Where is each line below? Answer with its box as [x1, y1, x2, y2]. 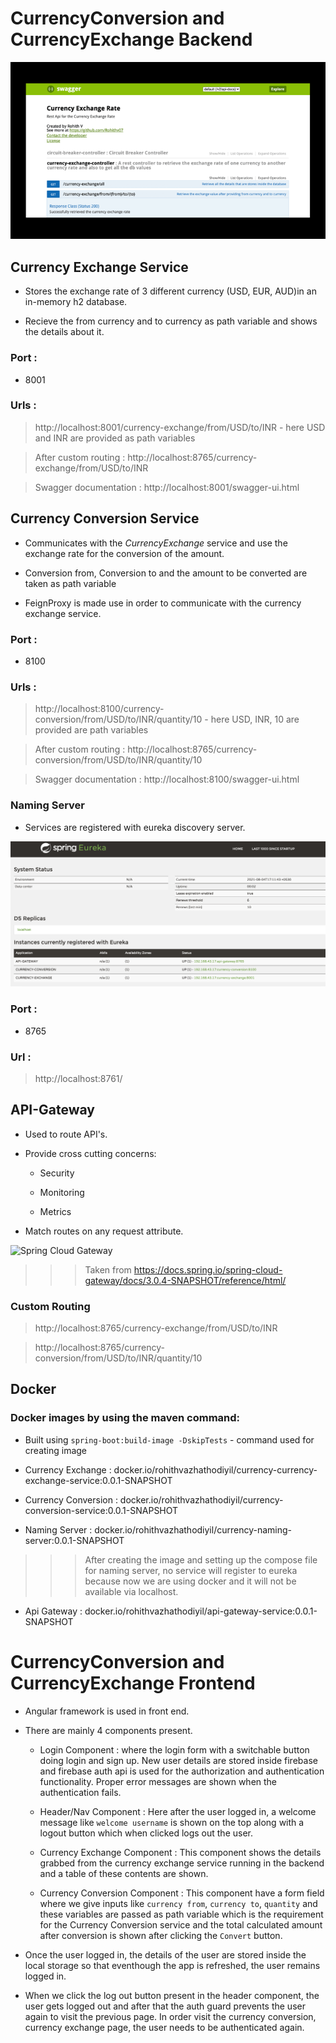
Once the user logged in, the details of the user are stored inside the [24, 1948, 307, 1961]
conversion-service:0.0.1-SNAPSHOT [24, 1504, 179, 1516]
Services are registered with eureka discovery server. [24, 821, 246, 833]
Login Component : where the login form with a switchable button [39, 1743, 310, 1756]
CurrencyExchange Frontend [10, 1672, 256, 1694]
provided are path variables [34, 724, 149, 736]
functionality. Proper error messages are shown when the [39, 1775, 278, 1787]
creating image [24, 1444, 88, 1456]
